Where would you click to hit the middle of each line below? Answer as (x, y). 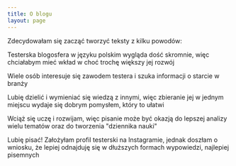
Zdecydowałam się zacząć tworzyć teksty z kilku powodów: (95, 40)
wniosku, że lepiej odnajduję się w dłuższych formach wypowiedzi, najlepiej (118, 147)
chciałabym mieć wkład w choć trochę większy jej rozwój (91, 62)
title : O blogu (30, 14)
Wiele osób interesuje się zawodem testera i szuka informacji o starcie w (113, 76)
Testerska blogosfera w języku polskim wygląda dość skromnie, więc (108, 55)
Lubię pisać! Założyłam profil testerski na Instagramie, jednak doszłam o (113, 140)
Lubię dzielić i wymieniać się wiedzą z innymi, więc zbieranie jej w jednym (116, 97)
